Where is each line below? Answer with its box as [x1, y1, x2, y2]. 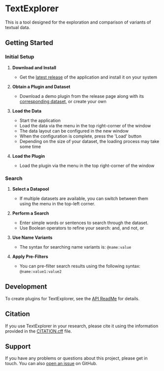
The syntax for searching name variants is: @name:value [19, 244, 132, 250]
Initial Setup [5, 54, 34, 60]
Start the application [19, 117, 61, 123]
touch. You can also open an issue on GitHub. [5, 361, 97, 367]
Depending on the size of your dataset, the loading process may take [19, 138, 160, 144]
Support [5, 342, 31, 350]
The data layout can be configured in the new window [19, 128, 129, 134]
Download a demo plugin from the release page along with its [19, 93, 144, 99]
